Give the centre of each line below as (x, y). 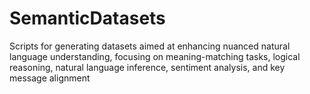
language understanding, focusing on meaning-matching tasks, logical (155, 56)
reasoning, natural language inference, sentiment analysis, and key (147, 67)
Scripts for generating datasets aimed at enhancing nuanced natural (150, 46)
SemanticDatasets (87, 18)
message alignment (50, 78)
